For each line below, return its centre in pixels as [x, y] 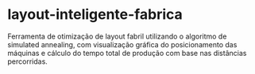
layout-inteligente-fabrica [95, 15]
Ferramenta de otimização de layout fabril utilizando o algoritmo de [117, 36]
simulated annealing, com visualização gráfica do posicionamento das [122, 44]
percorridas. [28, 61]
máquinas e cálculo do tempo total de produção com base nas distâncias [127, 53]
